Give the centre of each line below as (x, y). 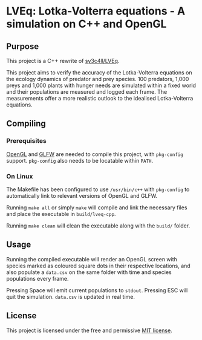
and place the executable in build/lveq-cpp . (61, 214)
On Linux (20, 176)
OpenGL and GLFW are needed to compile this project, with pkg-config (95, 154)
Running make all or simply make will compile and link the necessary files (97, 208)
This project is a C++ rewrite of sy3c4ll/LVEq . (63, 61)
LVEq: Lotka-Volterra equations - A (96, 11)
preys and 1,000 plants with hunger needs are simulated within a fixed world (101, 85)
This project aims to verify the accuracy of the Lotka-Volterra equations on (99, 73)
